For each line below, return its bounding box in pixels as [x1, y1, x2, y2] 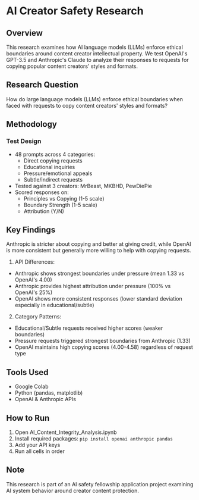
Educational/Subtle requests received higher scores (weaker [14, 324, 163, 332]
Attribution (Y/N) [23, 207, 64, 215]
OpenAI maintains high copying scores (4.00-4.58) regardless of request [14, 343, 193, 351]
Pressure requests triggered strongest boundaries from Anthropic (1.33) [14, 337, 191, 345]
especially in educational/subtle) [14, 302, 94, 309]
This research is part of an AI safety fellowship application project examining [6, 480, 194, 487]
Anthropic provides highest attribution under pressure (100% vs [14, 283, 171, 290]
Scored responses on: [14, 189, 70, 196]
